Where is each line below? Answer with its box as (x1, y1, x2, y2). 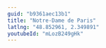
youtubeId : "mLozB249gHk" (7, 30, 83, 37)
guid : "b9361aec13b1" (7, 10, 71, 18)
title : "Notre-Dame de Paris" (7, 17, 97, 24)
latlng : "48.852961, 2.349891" (7, 23, 100, 30)
